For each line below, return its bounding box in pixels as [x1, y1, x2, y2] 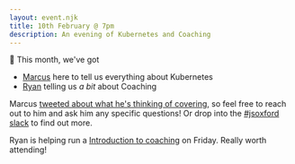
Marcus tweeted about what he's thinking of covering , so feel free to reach [9, 99, 287, 109]
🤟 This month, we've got [9, 55, 100, 65]
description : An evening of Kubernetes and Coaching [9, 30, 211, 39]
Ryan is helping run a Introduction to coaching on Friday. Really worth [9, 135, 267, 146]
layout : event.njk [9, 13, 78, 22]
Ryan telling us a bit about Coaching [22, 82, 157, 92]
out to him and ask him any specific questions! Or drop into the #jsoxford [9, 108, 280, 119]
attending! [9, 144, 48, 155]
